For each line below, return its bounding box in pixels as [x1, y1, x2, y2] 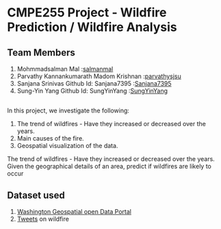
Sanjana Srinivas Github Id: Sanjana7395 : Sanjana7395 [16, 80, 172, 87]
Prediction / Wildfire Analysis [7, 19, 177, 35]
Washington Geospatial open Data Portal [16, 208, 132, 216]
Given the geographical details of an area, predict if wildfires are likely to [7, 162, 212, 171]
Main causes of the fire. [16, 134, 84, 143]
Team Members [7, 47, 75, 58]
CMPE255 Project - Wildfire [7, 5, 167, 21]
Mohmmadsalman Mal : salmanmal [16, 65, 114, 73]
